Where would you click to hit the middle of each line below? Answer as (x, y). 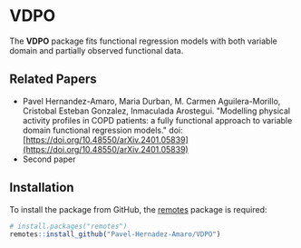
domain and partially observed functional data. (97, 50)
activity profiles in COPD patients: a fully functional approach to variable (157, 120)
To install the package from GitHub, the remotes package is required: (138, 209)
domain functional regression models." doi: (102, 130)
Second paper (49, 159)
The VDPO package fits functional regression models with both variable (144, 41)
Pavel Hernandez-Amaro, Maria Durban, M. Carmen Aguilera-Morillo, (151, 101)
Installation (42, 188)
